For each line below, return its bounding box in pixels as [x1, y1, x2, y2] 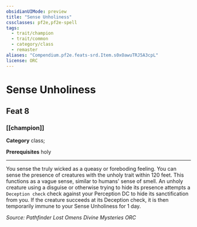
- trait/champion [11, 31, 54, 36]
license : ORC [6, 57, 38, 63]
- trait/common [11, 36, 49, 42]
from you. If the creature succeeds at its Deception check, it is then [6, 196, 169, 204]
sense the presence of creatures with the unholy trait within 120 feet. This [6, 171, 184, 179]
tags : [6, 25, 19, 31]
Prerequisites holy [6, 148, 52, 155]
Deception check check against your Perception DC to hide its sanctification [6, 190, 189, 197]
